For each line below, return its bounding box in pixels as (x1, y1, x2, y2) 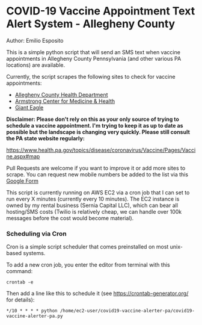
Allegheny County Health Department (14, 91, 108, 98)
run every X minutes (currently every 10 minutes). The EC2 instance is (6, 195, 180, 202)
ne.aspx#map (6, 152, 40, 160)
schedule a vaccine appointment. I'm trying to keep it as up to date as (6, 122, 183, 129)
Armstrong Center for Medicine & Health (14, 97, 115, 105)
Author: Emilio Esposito (6, 37, 64, 44)
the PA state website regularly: (6, 134, 85, 142)
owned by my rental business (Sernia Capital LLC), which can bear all (6, 202, 179, 209)
